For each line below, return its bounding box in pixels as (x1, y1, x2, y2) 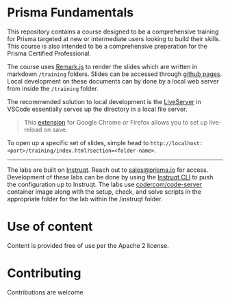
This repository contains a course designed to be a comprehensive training (7, 27, 219, 36)
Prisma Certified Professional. (7, 49, 91, 58)
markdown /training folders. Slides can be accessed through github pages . (7, 70, 222, 78)
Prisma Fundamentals (7, 5, 134, 21)
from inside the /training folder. (7, 84, 99, 92)
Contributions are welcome (7, 288, 84, 296)
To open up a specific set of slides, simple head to (7, 138, 149, 147)
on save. (43, 125, 68, 134)
